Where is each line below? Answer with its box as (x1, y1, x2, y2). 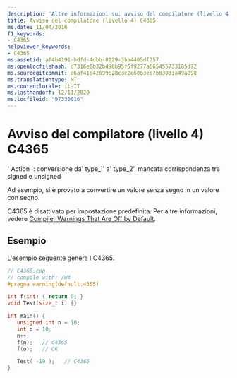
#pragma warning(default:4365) (7, 280, 99, 288)
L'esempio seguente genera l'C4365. (7, 254, 115, 262)
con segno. (7, 193, 40, 201)
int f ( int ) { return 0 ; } (7, 293, 83, 300)
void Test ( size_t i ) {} (7, 300, 78, 307)
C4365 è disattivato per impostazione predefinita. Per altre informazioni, (7, 206, 217, 215)
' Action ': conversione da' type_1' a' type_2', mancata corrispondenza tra (7, 164, 221, 173)
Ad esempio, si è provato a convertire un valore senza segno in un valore (7, 185, 219, 194)
